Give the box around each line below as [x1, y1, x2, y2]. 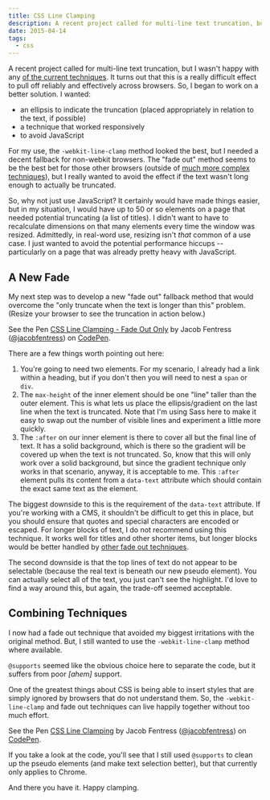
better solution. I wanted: [8, 89, 91, 99]
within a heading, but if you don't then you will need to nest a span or [19, 372, 247, 382]
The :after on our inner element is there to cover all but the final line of [19, 432, 257, 442]
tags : [8, 34, 27, 43]
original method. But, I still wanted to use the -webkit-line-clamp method [8, 636, 250, 646]
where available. [8, 645, 63, 654]
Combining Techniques [8, 606, 128, 620]
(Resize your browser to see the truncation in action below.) [8, 309, 207, 318]
